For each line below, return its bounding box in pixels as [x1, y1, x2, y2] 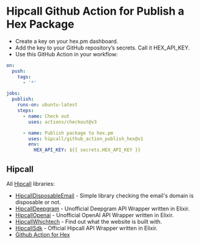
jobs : [6, 91, 20, 97]
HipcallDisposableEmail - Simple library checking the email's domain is [15, 192, 194, 199]
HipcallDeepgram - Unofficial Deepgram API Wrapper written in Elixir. [15, 205, 190, 212]
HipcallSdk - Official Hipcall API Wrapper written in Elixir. [15, 224, 158, 232]
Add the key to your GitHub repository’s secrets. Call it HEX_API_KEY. [15, 44, 190, 51]
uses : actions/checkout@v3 [28, 119, 97, 125]
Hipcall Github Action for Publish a [6, 4, 185, 18]
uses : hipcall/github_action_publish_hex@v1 [28, 136, 144, 142]
